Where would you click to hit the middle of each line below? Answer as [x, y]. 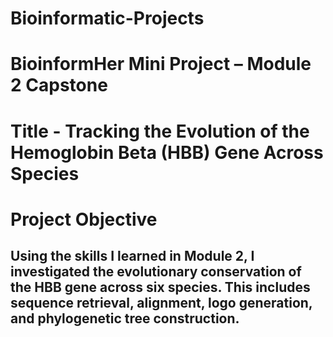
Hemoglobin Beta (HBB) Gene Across [167, 152]
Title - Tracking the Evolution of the [160, 131]
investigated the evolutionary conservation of [156, 272]
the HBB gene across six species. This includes [160, 287]
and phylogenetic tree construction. [125, 318]
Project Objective [84, 219]
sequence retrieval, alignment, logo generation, [161, 303]
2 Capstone [59, 85]
